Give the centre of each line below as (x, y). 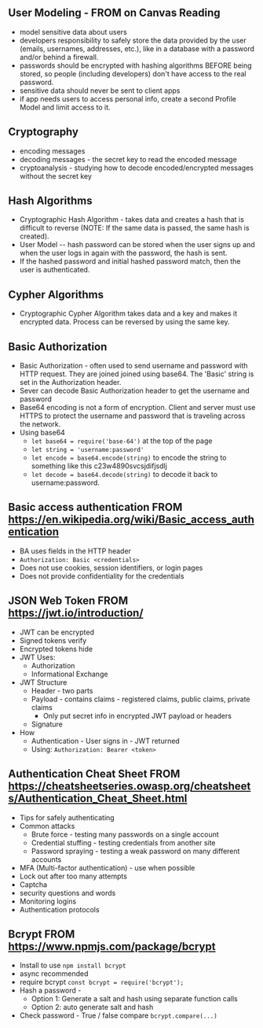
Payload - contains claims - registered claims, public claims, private (141, 699)
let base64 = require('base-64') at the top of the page (122, 441)
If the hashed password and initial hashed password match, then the (130, 261)
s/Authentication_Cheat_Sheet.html (98, 799)
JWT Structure (43, 682)
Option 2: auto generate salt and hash (92, 1008)
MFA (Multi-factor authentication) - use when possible (107, 867)
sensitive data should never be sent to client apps (100, 91)
